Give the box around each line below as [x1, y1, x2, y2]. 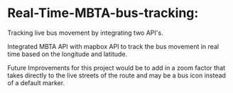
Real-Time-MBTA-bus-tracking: [7, 5, 199, 21]
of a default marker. [7, 78, 65, 87]
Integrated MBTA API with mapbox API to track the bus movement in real [7, 42, 219, 50]
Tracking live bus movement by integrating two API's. [7, 28, 163, 37]
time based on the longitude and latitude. [7, 50, 128, 58]
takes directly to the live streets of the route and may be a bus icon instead [7, 71, 226, 80]
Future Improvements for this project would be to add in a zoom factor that [7, 63, 226, 72]
